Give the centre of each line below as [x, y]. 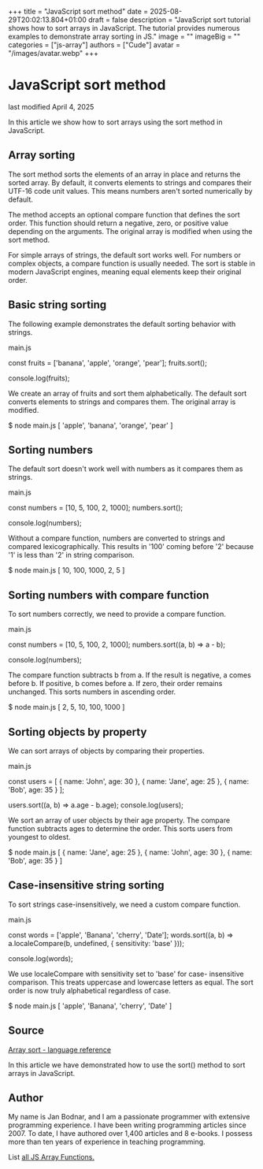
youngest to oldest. [39, 837]
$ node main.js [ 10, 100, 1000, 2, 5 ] [67, 570]
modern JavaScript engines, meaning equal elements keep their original [125, 272]
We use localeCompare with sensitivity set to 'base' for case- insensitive [126, 974]
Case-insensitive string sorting [86, 885]
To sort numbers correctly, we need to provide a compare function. [117, 614]
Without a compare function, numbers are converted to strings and [117, 538]
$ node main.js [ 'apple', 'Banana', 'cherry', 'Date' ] [90, 1006]
